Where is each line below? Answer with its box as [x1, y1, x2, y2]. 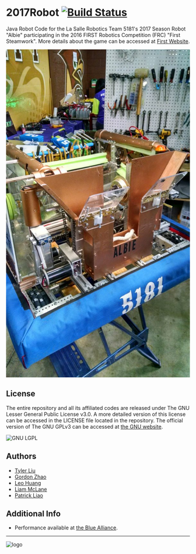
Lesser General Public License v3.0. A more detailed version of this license [6, 411, 186, 418]
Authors [6, 452, 37, 461]
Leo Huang [14, 479, 41, 486]
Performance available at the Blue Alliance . [14, 524, 118, 531]
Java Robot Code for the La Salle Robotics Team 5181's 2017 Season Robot [6, 25, 186, 32]
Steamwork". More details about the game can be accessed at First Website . [6, 37, 190, 45]
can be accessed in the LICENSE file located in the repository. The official [6, 416, 183, 424]
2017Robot [6, 6, 60, 19]
